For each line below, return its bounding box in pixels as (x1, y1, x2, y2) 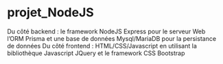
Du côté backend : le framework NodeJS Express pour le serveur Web (7, 27, 206, 35)
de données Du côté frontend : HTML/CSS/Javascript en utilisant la (7, 42, 198, 50)
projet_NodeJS (7, 5, 94, 20)
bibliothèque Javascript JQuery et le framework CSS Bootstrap (7, 49, 185, 57)
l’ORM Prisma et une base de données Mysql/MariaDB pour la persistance (7, 34, 217, 42)
